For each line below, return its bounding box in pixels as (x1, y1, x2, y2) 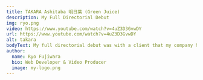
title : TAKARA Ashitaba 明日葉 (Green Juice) (6, 8, 120, 15)
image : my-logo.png (11, 64, 61, 71)
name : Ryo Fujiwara (11, 54, 61, 60)
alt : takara (6, 37, 36, 43)
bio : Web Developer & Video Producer (11, 59, 107, 65)
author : (6, 48, 26, 54)
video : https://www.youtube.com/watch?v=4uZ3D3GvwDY (6, 25, 142, 32)
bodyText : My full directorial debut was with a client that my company (6, 43, 193, 49)
